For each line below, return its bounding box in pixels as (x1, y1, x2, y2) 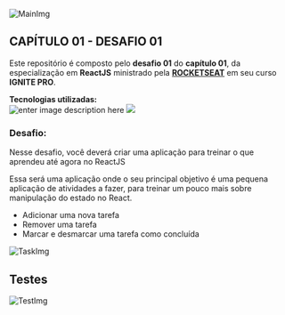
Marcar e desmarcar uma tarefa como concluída (21, 229, 200, 239)
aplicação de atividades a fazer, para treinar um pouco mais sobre (9, 183, 252, 194)
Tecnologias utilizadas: (9, 93, 98, 104)
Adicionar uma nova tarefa (21, 210, 120, 221)
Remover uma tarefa (21, 219, 97, 230)
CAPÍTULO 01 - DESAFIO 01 (9, 34, 163, 49)
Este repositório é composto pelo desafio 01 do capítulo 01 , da (9, 58, 240, 69)
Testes (9, 271, 48, 287)
